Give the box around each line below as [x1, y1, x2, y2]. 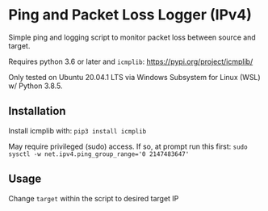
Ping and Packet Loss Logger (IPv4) [8, 6, 253, 24]
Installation [8, 104, 66, 118]
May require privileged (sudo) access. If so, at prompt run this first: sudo [8, 141, 248, 151]
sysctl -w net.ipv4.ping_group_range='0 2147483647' [8, 150, 190, 158]
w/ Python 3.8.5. [8, 81, 63, 91]
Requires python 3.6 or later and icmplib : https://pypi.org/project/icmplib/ [8, 57, 253, 66]
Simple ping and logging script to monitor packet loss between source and [8, 32, 256, 42]
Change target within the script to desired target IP [8, 193, 179, 203]
